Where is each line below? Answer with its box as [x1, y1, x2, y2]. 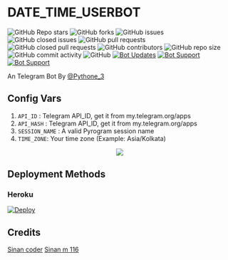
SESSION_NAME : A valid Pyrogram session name [17, 126, 155, 135]
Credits [7, 226, 41, 239]
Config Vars [7, 93, 62, 105]
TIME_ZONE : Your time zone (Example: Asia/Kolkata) [17, 134, 166, 142]
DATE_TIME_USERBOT [7, 4, 141, 21]
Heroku [7, 189, 33, 199]
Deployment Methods [7, 168, 105, 180]
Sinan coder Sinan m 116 [7, 245, 80, 254]
